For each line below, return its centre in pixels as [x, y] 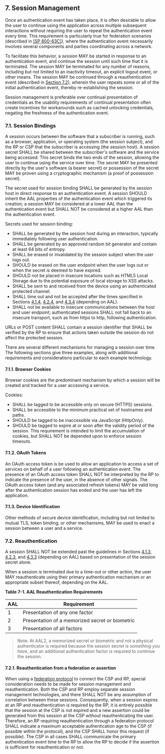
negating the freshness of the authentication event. [57, 113]
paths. [19, 415]
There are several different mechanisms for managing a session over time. [81, 347]
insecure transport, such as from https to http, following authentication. [84, 318]
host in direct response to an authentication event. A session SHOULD [76, 193]
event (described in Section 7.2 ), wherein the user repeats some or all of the [82, 82]
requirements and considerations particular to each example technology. [79, 358]
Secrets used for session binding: [39, 224]
